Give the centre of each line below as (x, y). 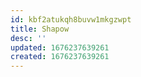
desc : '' (28, 38)
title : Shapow (40, 29)
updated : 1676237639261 (60, 47)
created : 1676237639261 (60, 57)
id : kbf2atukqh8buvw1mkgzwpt (71, 19)
